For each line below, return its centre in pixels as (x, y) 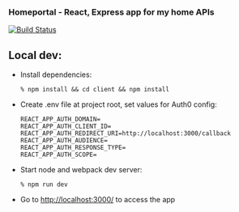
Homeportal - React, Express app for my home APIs (111, 12)
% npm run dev (44, 184)
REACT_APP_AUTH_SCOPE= (58, 155)
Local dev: (35, 55)
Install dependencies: (56, 74)
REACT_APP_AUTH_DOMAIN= (60, 120)
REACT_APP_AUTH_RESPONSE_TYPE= (73, 148)
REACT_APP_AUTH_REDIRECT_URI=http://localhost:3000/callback (126, 134)
